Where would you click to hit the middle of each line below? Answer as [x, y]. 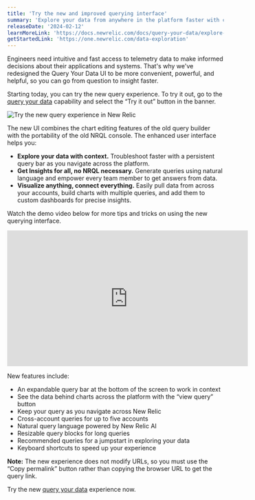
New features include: [38, 376]
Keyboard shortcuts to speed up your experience [87, 448]
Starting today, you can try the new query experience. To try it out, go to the [115, 94]
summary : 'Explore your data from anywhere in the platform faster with [113, 20]
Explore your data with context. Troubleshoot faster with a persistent [116, 157]
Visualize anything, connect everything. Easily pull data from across [115, 186]
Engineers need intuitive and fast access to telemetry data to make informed [115, 59]
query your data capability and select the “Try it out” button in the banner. [112, 101]
